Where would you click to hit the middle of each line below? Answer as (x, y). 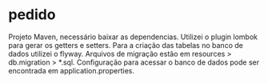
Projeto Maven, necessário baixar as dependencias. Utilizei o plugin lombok (133, 37)
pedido (32, 15)
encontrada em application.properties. (71, 70)
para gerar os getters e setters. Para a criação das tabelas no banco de (126, 45)
